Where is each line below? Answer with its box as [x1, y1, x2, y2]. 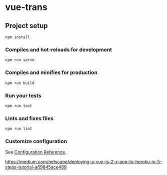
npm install [5, 34, 30, 39]
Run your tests [5, 92, 41, 99]
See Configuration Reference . [5, 149, 66, 155]
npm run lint [5, 126, 32, 131]
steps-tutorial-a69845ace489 [5, 164, 67, 170]
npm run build [5, 80, 35, 85]
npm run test [5, 103, 32, 108]
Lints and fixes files [5, 114, 54, 121]
